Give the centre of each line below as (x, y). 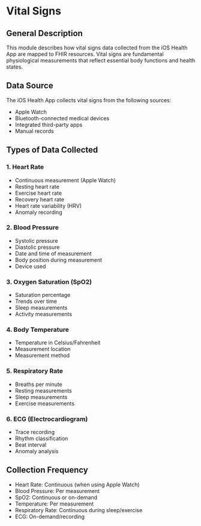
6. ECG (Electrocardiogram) (47, 419)
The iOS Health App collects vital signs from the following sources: (89, 100)
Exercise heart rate (38, 193)
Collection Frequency (47, 470)
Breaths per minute (39, 384)
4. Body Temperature (37, 330)
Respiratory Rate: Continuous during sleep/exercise (79, 510)
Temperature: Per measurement (54, 504)
